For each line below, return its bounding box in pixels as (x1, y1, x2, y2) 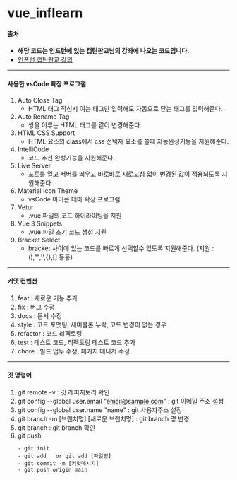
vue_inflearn (7, 5, 83, 21)
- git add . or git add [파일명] (17, 452, 111, 459)
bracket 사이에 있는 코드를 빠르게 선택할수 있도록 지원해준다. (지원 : (28, 244, 214, 252)
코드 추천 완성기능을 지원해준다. (28, 153, 115, 162)
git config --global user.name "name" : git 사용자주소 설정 (17, 406, 182, 414)
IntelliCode (17, 145, 49, 153)
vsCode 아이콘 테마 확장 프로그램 (28, 194, 121, 203)
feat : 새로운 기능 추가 (17, 293, 78, 302)
